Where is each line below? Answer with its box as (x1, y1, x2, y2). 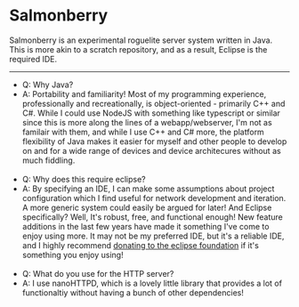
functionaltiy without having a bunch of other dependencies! (21, 287, 245, 298)
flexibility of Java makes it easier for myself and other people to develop (21, 135, 287, 147)
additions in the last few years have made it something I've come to (21, 221, 270, 231)
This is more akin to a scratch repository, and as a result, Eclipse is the (9, 44, 268, 54)
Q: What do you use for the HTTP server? (21, 268, 174, 279)
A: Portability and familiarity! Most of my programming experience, (21, 88, 267, 99)
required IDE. (9, 53, 58, 64)
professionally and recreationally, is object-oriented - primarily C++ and (21, 98, 286, 109)
